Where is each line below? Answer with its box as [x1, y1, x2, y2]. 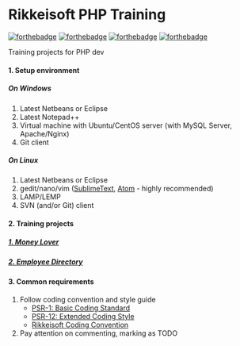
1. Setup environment [8, 65, 80, 75]
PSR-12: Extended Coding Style [31, 312, 135, 321]
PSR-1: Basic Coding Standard [31, 303, 131, 313]
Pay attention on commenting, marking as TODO [19, 329, 178, 338]
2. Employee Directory [8, 257, 83, 267]
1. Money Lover [8, 236, 59, 247]
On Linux [8, 156, 39, 165]
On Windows [8, 83, 51, 93]
